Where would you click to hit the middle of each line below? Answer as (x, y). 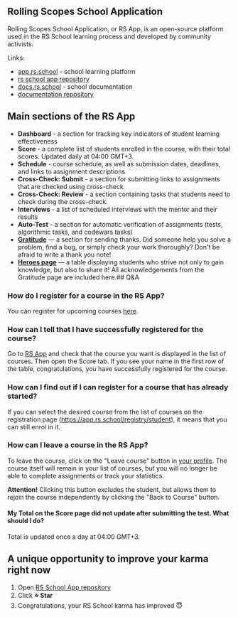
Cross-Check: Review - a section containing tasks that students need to (124, 194)
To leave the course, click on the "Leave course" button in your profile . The (117, 461)
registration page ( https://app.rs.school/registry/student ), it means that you (117, 419)
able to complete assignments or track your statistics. (86, 476)
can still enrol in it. (34, 426)
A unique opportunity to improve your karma (108, 559)
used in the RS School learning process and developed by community (109, 36)
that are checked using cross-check (71, 186)
